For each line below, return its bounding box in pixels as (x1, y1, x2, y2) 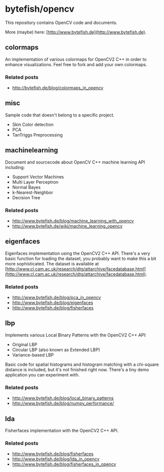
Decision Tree (12, 194, 41, 200)
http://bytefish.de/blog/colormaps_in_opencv (12, 85, 104, 91)
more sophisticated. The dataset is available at (5, 260, 99, 266)
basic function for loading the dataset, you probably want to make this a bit (5, 256, 157, 261)
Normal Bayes (12, 184, 41, 190)
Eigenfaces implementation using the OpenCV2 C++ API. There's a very (5, 250, 150, 256)
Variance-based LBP (12, 352, 54, 358)
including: (5, 164, 25, 170)
